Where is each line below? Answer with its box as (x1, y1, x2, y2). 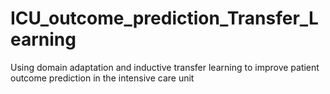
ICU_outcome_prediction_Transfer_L (10, 7, 319, 30)
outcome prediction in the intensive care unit (10, 72, 195, 84)
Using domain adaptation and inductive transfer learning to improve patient (10, 61, 320, 73)
